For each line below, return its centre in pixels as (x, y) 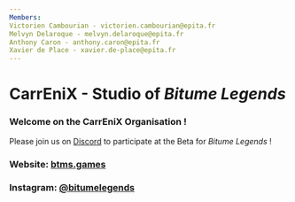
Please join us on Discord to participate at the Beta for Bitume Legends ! (140, 141)
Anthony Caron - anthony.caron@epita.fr (85, 42)
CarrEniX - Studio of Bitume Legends (147, 94)
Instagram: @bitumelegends (72, 188)
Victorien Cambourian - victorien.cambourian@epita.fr (113, 26)
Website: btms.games (58, 164)
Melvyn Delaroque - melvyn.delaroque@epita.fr (97, 34)
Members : (25, 17)
